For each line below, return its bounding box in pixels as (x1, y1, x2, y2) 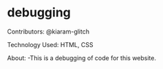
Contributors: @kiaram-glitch (7, 27, 89, 36)
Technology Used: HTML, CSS (7, 40, 94, 49)
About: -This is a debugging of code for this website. (7, 53, 157, 62)
